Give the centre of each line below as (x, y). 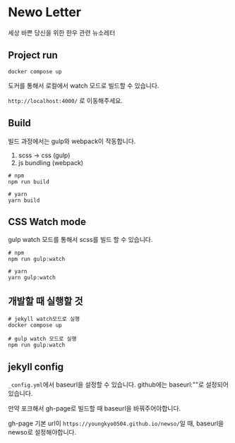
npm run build (29, 182)
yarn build (24, 200)
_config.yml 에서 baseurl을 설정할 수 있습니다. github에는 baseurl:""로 (106, 384)
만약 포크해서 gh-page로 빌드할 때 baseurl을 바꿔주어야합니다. (95, 408)
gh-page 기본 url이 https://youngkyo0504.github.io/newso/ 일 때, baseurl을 (116, 423)
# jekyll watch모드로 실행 (44, 319)
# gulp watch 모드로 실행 (42, 339)
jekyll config (36, 366)
